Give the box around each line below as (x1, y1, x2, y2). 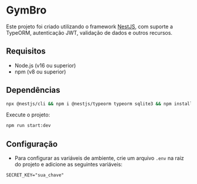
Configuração (6, 139, 58, 149)
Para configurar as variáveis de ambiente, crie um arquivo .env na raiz (14, 155, 185, 162)
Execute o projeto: (6, 111, 50, 118)
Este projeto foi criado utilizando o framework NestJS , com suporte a (6, 23, 173, 30)
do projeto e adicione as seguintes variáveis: (14, 161, 123, 168)
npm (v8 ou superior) (14, 68, 66, 75)
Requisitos (6, 46, 46, 56)
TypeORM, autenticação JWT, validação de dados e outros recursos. (6, 29, 173, 36)
